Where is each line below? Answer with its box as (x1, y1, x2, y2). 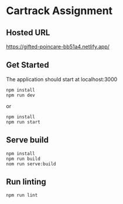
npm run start (6, 119, 41, 125)
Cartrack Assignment (6, 4, 113, 18)
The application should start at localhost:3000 (6, 75, 118, 83)
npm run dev (6, 92, 35, 98)
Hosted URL (6, 28, 50, 38)
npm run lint (6, 192, 38, 198)
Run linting (6, 177, 47, 187)
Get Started (6, 60, 49, 70)
